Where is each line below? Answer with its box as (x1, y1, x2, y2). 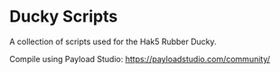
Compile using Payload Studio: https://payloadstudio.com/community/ (9, 53, 271, 64)
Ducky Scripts (9, 6, 118, 27)
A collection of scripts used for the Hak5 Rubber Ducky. (9, 36, 217, 47)
